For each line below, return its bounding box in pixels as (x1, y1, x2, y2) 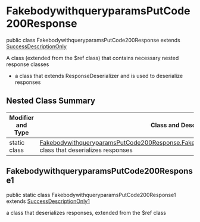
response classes (6, 61, 49, 68)
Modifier (9, 113, 35, 121)
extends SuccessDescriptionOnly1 (6, 198, 90, 205)
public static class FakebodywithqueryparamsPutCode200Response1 (6, 191, 176, 198)
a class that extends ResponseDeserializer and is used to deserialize (14, 72, 183, 79)
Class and (151, 121, 180, 129)
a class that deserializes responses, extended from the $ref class (6, 209, 167, 216)
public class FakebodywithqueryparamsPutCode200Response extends (6, 36, 180, 43)
